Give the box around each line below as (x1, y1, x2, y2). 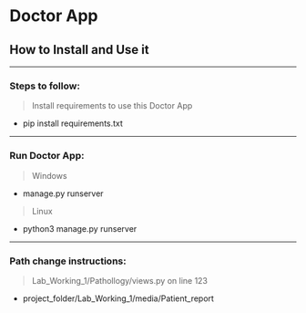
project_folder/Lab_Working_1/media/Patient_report (22, 293, 214, 304)
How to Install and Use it (9, 42, 149, 57)
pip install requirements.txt (22, 118, 123, 129)
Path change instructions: (9, 255, 127, 267)
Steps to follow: (9, 79, 80, 92)
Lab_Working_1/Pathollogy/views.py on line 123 (31, 275, 208, 286)
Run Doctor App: (9, 150, 85, 162)
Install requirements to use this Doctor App (31, 100, 193, 111)
